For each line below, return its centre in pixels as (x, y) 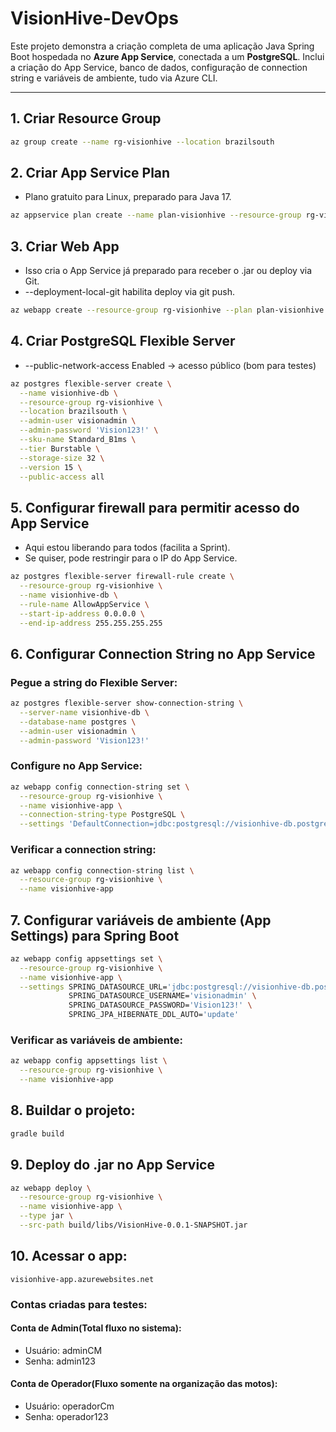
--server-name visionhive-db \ (84, 713)
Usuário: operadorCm (69, 1406)
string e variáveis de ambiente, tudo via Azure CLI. (114, 78)
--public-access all (62, 477)
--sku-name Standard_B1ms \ (78, 440)
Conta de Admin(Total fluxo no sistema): (96, 1328)
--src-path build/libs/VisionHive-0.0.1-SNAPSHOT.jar (133, 1225)
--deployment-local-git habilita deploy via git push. (129, 292)
